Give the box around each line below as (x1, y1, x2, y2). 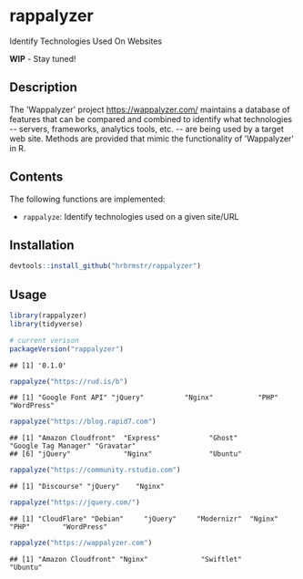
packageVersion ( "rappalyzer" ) (9, 344, 125, 354)
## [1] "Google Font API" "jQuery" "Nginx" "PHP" (9, 393, 279, 402)
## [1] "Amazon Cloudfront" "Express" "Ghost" (9, 434, 238, 443)
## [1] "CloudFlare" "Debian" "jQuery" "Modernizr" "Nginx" (9, 514, 279, 524)
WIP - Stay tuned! (9, 53, 76, 64)
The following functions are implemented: (9, 193, 166, 204)
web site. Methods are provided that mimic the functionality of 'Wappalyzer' (9, 133, 294, 144)
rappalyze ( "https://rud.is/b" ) (9, 377, 128, 386)
